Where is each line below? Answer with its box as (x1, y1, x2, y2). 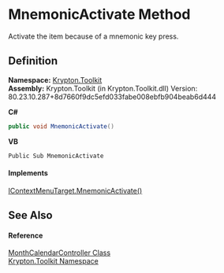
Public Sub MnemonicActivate (8, 152, 104, 160)
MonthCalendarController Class (8, 248, 111, 257)
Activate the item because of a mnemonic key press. (8, 31, 179, 41)
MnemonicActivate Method (8, 6, 191, 24)
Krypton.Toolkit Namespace (8, 256, 99, 266)
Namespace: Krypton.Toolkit (8, 75, 103, 84)
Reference (8, 231, 43, 240)
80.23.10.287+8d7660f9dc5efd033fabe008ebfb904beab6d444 (8, 92, 217, 101)
